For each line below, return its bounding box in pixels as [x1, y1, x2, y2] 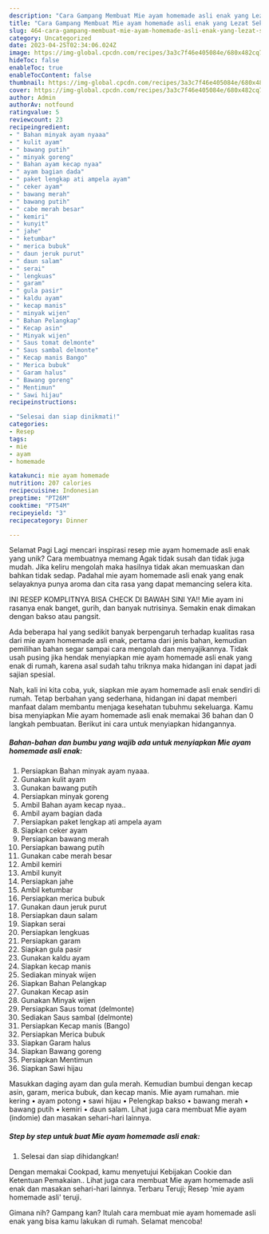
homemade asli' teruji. [9, 1192, 82, 1202]
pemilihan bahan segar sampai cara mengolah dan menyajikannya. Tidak [9, 645, 248, 654]
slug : [9, 26, 27, 34]
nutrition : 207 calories [9, 479, 92, 488]
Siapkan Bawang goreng [20, 1047, 102, 1056]
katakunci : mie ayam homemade [9, 472, 110, 480]
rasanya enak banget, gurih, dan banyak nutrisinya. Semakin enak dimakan [9, 603, 256, 613]
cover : [9, 86, 31, 94]
